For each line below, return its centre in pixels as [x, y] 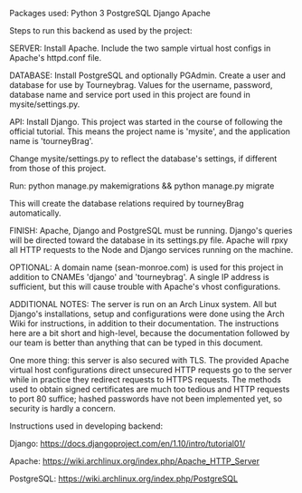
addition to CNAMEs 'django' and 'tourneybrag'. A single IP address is [139, 277]
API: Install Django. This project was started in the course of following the [146, 122]
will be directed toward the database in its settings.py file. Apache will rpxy [149, 240]
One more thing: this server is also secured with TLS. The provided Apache [149, 360]
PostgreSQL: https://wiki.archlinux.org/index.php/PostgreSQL [123, 478]
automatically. [35, 213]
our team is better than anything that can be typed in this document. [137, 343]
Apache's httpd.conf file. [56, 58]
